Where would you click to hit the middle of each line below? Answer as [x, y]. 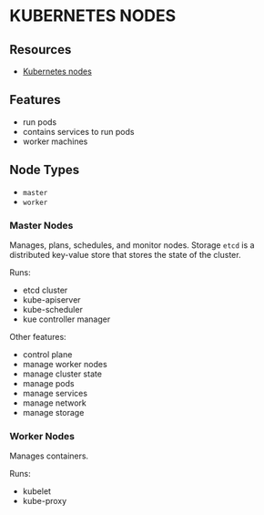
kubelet [37, 491]
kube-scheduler [53, 309]
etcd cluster [45, 290]
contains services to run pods [78, 131]
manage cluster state [62, 374]
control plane [47, 354]
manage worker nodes [65, 364]
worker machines [55, 141]
